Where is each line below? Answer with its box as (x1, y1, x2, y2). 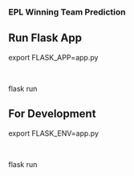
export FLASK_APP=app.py (8, 52, 99, 62)
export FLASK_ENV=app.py (8, 128, 99, 138)
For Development (8, 107, 96, 121)
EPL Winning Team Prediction (8, 6, 126, 18)
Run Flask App (8, 31, 83, 45)
